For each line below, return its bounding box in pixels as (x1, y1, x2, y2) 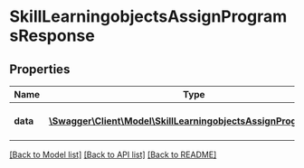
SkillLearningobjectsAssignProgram (9, 6, 288, 27)
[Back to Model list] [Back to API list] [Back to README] (9, 149, 217, 160)
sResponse (9, 25, 95, 46)
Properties (9, 61, 71, 77)
